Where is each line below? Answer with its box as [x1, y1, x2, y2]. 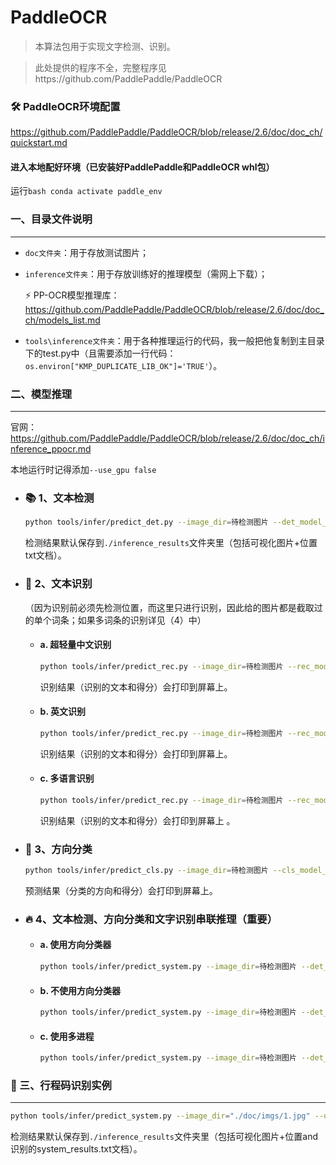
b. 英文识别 [39, 706, 86, 718]
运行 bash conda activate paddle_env [10, 185, 163, 197]
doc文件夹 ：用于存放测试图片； [24, 246, 149, 258]
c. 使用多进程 [39, 1030, 95, 1042]
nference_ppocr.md [10, 443, 92, 455]
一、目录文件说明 [10, 212, 93, 226]
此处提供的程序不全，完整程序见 [34, 61, 167, 73]
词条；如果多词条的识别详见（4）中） [51, 614, 207, 626]
